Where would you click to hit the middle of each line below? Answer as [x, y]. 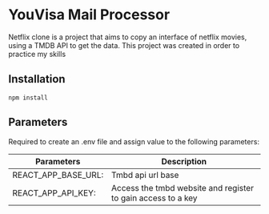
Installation [37, 79]
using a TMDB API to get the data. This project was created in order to [124, 45]
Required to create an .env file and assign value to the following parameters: [134, 141]
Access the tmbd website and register [183, 188]
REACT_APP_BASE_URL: [58, 175]
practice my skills [37, 54]
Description [184, 161]
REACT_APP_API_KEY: [54, 192]
